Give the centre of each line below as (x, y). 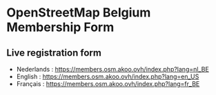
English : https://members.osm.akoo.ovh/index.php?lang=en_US (108, 76)
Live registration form (54, 53)
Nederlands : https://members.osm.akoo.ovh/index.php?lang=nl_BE (113, 69)
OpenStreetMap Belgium (79, 13)
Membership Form (60, 27)
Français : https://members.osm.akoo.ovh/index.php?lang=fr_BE (108, 84)
